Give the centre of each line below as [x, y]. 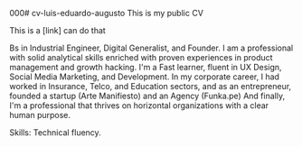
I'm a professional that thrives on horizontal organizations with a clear [139, 106]
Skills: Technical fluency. [55, 133]
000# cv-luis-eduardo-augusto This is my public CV [106, 13]
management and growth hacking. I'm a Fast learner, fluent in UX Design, [146, 67]
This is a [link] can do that [57, 30]
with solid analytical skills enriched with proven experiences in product [141, 57]
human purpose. [40, 115]
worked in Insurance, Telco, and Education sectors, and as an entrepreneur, [151, 86]
